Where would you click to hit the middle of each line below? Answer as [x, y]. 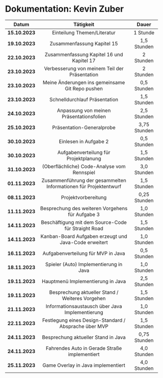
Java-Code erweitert [84, 242]
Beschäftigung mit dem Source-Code [84, 222]
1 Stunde [144, 33]
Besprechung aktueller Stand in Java [84, 337]
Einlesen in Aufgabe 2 [84, 141]
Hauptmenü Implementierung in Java [84, 281]
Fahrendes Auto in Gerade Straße [84, 348]
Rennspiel [84, 172]
